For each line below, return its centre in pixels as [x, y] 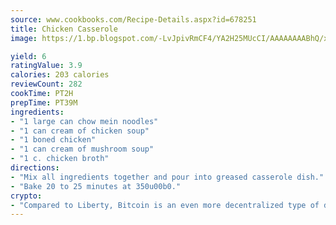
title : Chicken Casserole [64, 29]
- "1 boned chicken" [53, 140]
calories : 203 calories [60, 75]
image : [24, 38]
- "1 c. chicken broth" [60, 159]
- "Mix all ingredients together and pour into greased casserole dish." [167, 177]
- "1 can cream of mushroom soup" [82, 149]
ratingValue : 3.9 [46, 66]
